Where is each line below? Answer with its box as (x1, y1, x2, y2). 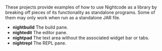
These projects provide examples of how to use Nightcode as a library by (5, 4, 157, 10)
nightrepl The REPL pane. (12, 40, 66, 46)
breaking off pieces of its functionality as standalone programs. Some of (5, 9, 155, 15)
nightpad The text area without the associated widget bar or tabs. (12, 35, 149, 41)
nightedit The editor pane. (12, 30, 68, 35)
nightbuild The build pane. (12, 24, 68, 30)
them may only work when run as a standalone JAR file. (5, 15, 121, 20)
